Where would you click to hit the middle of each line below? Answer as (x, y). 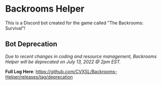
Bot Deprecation (31, 44)
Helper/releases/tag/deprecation (39, 77)
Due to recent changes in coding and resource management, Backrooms (81, 56)
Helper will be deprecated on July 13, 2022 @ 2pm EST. (63, 62)
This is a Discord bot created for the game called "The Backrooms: (74, 23)
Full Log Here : (20, 71)
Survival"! (15, 28)
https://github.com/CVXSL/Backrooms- (76, 71)
